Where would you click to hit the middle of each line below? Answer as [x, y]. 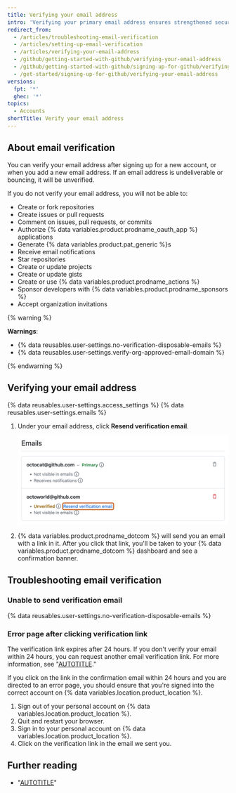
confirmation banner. [48, 558]
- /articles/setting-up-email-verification [78, 45]
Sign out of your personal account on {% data [84, 707]
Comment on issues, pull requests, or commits [85, 222]
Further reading [42, 766]
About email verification [61, 148]
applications [35, 237]
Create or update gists [50, 274]
